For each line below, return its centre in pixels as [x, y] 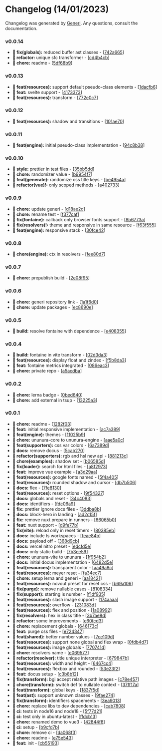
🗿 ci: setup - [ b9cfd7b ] [36, 727]
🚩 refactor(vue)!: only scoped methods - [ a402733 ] [66, 185]
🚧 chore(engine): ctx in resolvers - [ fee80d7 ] [59, 254]
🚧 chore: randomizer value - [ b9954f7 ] [52, 174]
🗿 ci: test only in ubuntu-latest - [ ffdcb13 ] [55, 716]
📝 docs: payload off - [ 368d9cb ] [46, 541]
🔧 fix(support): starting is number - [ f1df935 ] [59, 594]
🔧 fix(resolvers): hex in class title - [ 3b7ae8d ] [60, 615]
